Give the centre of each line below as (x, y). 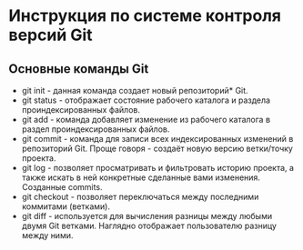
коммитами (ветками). (66, 206)
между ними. (47, 235)
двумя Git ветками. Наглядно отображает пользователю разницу (149, 225)
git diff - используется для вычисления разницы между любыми (147, 216)
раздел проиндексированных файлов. (96, 129)
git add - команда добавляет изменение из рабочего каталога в (146, 120)
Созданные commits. (62, 187)
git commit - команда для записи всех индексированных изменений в (157, 139)
